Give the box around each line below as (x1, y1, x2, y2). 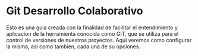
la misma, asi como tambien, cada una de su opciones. (6, 43, 141, 50)
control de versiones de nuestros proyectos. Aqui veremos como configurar (6, 36, 192, 43)
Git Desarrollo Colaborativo (6, 4, 143, 18)
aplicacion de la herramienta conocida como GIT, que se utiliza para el (6, 30, 179, 37)
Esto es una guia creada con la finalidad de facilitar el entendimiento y (6, 24, 178, 31)
